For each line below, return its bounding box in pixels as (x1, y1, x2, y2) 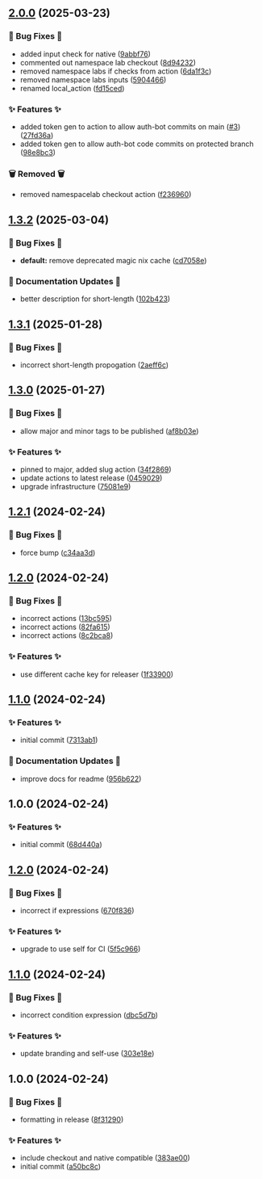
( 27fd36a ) (19, 130, 54, 140)
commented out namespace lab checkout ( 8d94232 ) (19, 57, 196, 67)
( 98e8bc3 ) (19, 147, 56, 157)
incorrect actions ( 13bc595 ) (19, 614, 113, 623)
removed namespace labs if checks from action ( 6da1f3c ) (19, 66, 212, 76)
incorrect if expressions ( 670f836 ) (19, 905, 135, 915)
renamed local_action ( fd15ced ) (19, 83, 125, 93)
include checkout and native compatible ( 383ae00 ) (19, 1153, 191, 1163)
